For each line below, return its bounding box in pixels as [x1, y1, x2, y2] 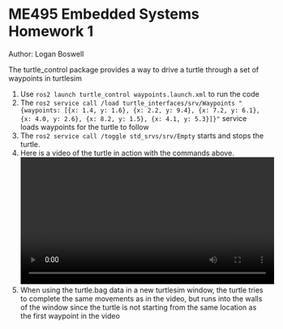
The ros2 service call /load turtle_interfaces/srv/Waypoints [19, 97, 235, 107]
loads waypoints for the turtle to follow [19, 122, 149, 132]
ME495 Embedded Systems [8, 5, 200, 24]
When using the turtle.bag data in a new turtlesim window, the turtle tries [19, 285, 264, 295]
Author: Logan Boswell [8, 49, 84, 58]
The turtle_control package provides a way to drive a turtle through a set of [8, 64, 259, 74]
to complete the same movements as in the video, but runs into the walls [19, 293, 263, 303]
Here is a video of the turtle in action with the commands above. [19, 148, 235, 158]
